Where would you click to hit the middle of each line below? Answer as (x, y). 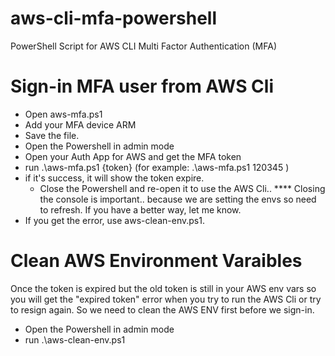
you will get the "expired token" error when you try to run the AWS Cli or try (166, 299)
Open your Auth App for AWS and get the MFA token (133, 156)
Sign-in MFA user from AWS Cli (142, 86)
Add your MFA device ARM (80, 124)
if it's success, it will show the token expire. (114, 178)
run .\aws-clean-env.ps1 (75, 339)
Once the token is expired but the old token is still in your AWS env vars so (163, 288)
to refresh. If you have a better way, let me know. (140, 209)
